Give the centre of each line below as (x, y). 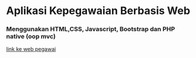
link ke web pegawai (31, 49)
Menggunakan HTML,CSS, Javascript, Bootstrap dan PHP (91, 29)
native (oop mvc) (31, 36)
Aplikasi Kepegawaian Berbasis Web (98, 11)
